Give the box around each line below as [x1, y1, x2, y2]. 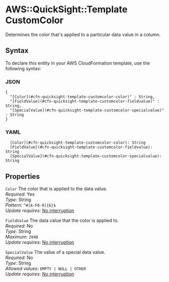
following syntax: [5, 65, 42, 71]
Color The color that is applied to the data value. [5, 186, 108, 192]
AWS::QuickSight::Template [5, 4, 128, 15]
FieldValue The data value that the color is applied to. [5, 217, 119, 224]
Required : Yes [5, 191, 35, 197]
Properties [5, 172, 40, 180]
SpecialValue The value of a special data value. [5, 249, 106, 255]
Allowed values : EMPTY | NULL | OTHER [5, 266, 86, 272]
